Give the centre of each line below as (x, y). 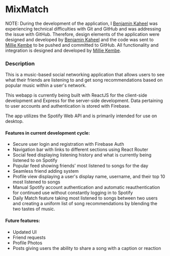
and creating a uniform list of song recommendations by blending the (85, 204)
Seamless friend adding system (46, 171)
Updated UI (25, 232)
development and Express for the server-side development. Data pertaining (84, 101)
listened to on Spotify (35, 161)
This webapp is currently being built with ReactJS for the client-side (76, 95)
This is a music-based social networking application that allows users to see (85, 75)
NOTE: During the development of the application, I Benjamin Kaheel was (82, 23)
